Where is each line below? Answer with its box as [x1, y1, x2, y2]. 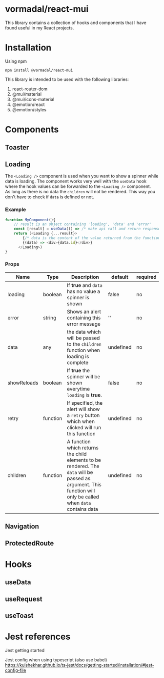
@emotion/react [12, 102, 45, 107]
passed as [66, 475, 91, 482]
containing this [66, 314, 101, 321]
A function [66, 438, 91, 445]
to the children [66, 340, 102, 347]
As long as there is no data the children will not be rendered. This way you [5, 189, 155, 195]
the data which [66, 328, 101, 335]
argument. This [66, 481, 102, 488]
